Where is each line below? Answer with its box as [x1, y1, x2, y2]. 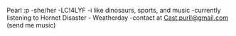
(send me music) [6, 21, 56, 29]
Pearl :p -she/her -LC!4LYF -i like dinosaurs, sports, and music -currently [6, 6, 221, 14]
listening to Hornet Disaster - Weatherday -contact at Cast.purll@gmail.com [6, 13, 229, 22]
